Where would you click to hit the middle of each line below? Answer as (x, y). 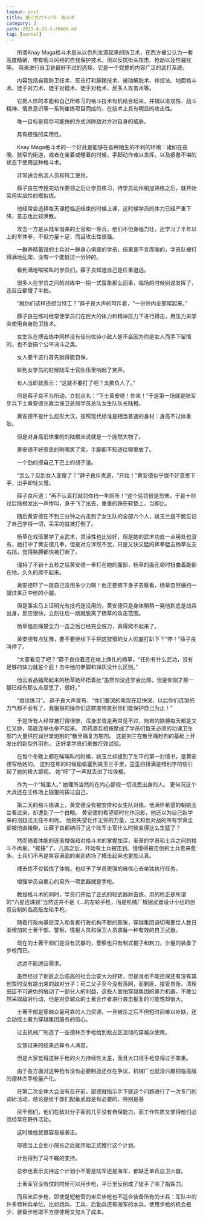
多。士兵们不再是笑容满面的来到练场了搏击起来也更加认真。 (80, 856)
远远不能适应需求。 (40, 963)
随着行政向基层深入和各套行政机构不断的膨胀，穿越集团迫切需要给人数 (104, 923)
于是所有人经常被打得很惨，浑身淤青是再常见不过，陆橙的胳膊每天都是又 (107, 721)
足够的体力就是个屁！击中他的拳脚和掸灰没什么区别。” (72, 667)
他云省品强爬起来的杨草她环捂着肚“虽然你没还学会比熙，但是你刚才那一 (105, 680)
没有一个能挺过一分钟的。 (69, 257)
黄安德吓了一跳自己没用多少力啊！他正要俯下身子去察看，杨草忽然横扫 (104, 585)
